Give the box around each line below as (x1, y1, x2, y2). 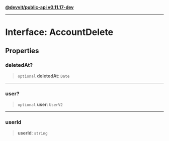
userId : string (17, 130, 48, 136)
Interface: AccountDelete (5, 27, 114, 38)
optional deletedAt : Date (17, 73, 70, 79)
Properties (5, 46, 39, 55)
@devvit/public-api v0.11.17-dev (5, 5, 74, 10)
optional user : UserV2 (17, 101, 63, 107)
